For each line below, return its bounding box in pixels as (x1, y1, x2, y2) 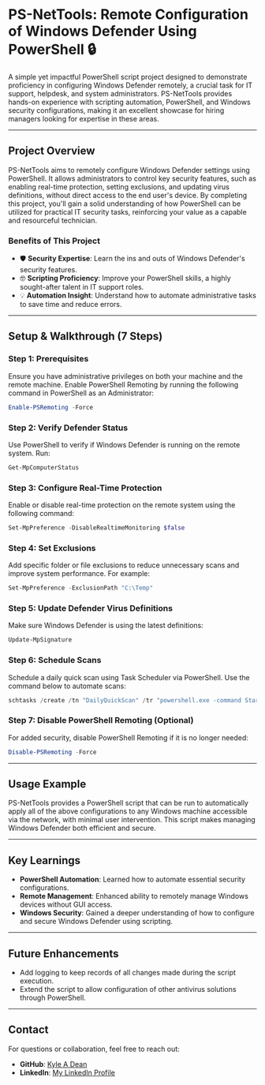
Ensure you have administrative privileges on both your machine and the (8, 371, 243, 380)
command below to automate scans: (8, 681, 126, 690)
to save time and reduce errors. (19, 300, 122, 309)
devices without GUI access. (19, 900, 113, 909)
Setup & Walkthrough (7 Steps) (8, 330, 163, 343)
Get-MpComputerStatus (8, 463, 80, 471)
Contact (8, 1023, 49, 1037)
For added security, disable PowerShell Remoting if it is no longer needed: (8, 732, 248, 743)
